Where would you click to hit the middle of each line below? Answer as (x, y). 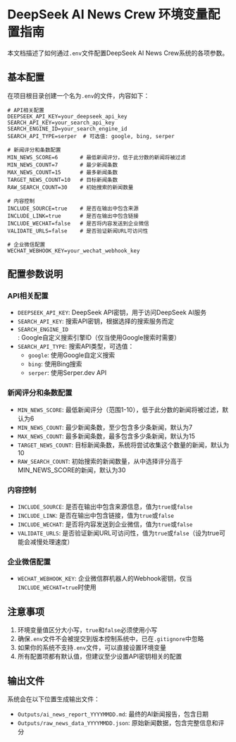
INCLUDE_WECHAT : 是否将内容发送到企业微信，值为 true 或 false (105, 524)
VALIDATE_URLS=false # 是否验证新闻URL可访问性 (78, 231)
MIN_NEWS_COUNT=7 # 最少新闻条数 (63, 165)
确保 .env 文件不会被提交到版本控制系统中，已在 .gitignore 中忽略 (111, 639)
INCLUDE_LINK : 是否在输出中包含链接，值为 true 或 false (96, 516)
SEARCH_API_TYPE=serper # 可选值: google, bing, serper (91, 136)
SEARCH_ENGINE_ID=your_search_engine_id (68, 129)
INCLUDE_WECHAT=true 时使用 (57, 587)
